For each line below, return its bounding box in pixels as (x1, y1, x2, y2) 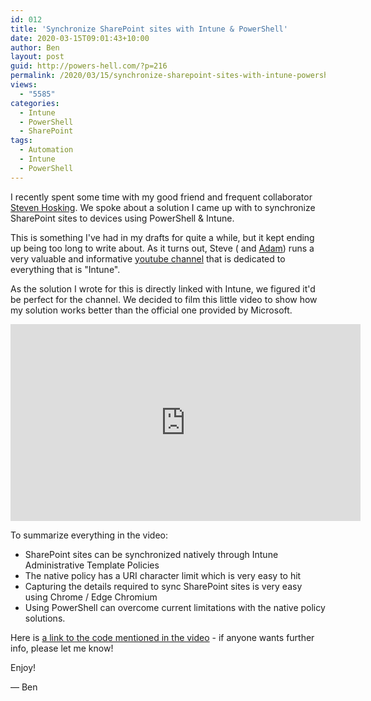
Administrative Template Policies (24, 559, 160, 571)
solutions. (24, 612, 66, 624)
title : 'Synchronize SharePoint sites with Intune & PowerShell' (10, 24, 288, 34)
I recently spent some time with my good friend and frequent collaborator (10, 191, 313, 203)
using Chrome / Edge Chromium (24, 591, 158, 603)
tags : (10, 136, 33, 146)
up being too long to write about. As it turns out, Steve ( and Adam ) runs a (10, 242, 315, 254)
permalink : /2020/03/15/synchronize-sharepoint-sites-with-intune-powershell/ (10, 71, 347, 81)
